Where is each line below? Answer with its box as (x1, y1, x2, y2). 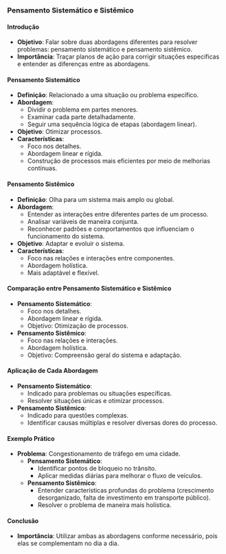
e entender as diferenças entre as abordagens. (16, 60, 150, 68)
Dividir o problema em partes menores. (27, 105, 139, 114)
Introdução (7, 23, 40, 31)
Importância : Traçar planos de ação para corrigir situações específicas (16, 52, 220, 61)
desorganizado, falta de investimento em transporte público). (37, 493, 211, 502)
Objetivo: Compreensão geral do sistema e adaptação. (27, 351, 182, 359)
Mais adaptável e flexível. (27, 268, 100, 277)
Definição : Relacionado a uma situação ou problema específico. (16, 91, 199, 99)
